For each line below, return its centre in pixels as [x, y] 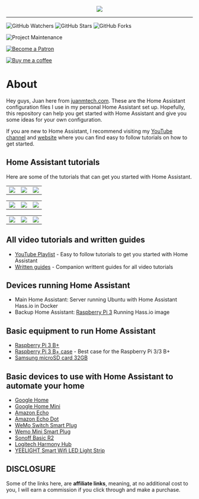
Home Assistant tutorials [53, 162]
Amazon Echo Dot [37, 419]
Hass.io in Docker [36, 306]
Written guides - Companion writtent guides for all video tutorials [94, 266]
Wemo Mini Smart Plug [43, 431]
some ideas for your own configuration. [54, 119]
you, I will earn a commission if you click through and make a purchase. [93, 490]
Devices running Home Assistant [68, 285]
